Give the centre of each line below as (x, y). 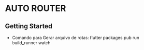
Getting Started (29, 26)
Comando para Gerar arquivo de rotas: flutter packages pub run (75, 37)
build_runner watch (31, 43)
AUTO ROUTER (36, 8)
